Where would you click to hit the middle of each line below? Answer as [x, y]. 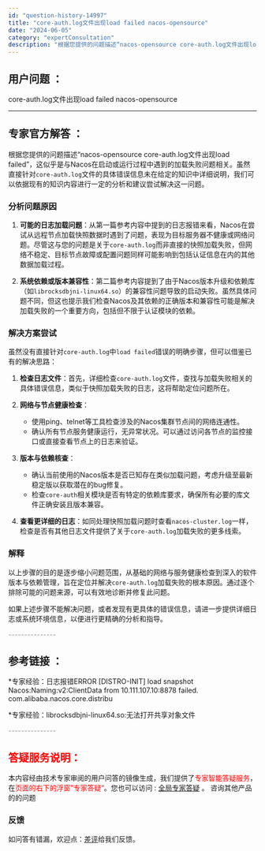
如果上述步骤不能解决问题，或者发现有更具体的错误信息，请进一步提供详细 [129, 609]
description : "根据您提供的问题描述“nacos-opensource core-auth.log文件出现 [129, 45]
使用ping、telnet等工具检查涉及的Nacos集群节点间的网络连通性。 [138, 422]
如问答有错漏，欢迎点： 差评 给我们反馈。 [74, 839]
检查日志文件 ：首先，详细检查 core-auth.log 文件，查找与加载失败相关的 [136, 379]
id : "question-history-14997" [58, 15]
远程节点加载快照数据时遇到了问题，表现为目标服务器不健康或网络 [141, 235]
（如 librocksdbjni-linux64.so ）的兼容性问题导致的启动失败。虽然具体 [134, 291]
